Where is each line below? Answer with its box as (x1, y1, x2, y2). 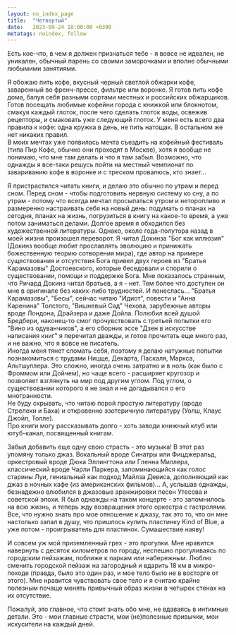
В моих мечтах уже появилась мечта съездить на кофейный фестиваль (7, 138, 223, 147)
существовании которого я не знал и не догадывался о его (7, 384, 185, 392)
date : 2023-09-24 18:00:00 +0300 (7, 23, 112, 30)
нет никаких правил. (7, 131, 69, 139)
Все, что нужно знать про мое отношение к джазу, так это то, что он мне (7, 510, 228, 519)
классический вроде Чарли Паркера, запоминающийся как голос (7, 465, 206, 473)
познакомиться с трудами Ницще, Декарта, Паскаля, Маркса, (7, 354, 195, 363)
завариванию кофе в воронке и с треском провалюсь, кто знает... (7, 168, 206, 176)
